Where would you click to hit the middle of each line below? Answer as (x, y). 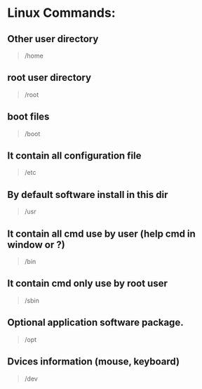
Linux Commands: (61, 13)
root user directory (49, 78)
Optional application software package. (95, 323)
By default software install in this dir (88, 194)
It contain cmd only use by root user (88, 283)
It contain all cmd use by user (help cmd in (102, 233)
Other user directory (53, 39)
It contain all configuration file (74, 156)
